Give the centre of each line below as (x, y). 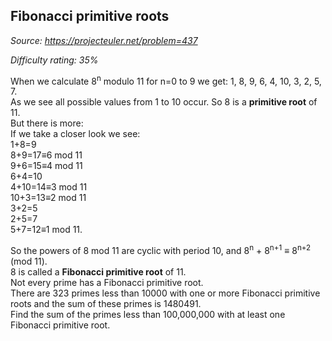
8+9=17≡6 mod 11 (46, 155)
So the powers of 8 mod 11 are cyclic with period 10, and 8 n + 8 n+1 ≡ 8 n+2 (161, 250)
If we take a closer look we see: (75, 134)
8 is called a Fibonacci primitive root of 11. (98, 272)
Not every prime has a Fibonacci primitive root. (107, 283)
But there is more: (47, 123)
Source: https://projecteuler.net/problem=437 (104, 40)
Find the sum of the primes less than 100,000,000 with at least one (148, 315)
